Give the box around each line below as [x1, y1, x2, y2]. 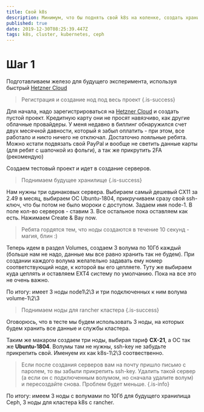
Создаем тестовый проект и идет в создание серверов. [6, 165, 152, 172]
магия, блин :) [21, 232, 58, 240]
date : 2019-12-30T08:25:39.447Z [6, 26, 88, 32]
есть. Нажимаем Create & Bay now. [6, 214, 97, 222]
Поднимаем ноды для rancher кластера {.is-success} [21, 306, 160, 314]
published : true [6, 20, 47, 26]
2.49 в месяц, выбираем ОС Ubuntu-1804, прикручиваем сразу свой [6, 195, 185, 202]
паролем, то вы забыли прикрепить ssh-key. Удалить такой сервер [21, 368, 196, 375]
